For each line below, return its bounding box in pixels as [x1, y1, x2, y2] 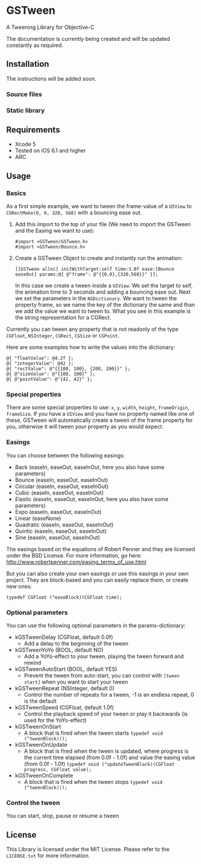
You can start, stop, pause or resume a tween [6, 812, 119, 819]
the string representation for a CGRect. [14, 314, 111, 321]
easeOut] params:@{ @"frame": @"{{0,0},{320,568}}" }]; [14, 271, 158, 277]
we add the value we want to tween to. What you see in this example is [14, 307, 191, 315]
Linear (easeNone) [14, 514, 61, 522]
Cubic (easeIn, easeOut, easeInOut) [14, 489, 104, 496]
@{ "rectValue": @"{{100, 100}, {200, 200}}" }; [6, 366, 131, 372]
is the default [23, 697, 57, 705]
